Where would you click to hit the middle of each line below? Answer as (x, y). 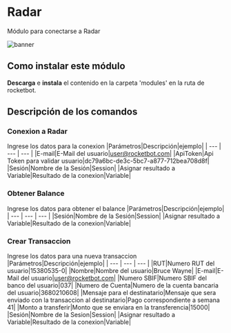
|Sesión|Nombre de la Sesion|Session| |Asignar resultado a (91, 315)
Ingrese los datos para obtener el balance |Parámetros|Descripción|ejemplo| (116, 208)
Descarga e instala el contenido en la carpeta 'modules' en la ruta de (106, 83)
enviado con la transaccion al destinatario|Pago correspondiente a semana (114, 300)
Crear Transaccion (39, 241)
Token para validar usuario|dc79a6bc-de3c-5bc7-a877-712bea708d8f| (109, 161)
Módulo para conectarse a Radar (54, 31)
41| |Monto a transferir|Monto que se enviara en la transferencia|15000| (109, 307)
